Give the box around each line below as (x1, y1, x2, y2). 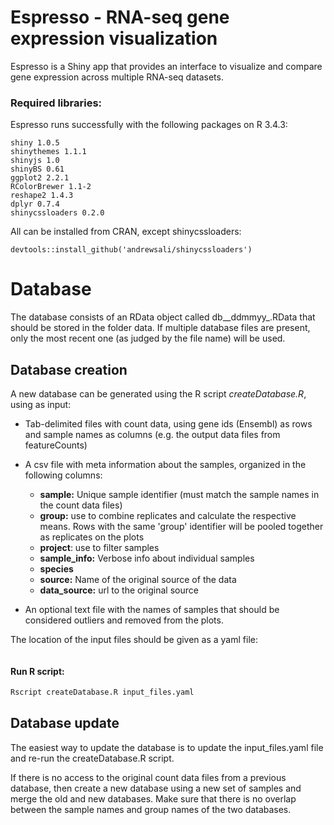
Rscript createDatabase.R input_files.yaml (10, 687, 195, 698)
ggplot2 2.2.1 (10, 173, 70, 183)
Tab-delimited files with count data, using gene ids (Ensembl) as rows (24, 417, 313, 430)
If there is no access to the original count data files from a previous (10, 771, 287, 783)
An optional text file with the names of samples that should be (24, 603, 280, 615)
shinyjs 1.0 (10, 156, 60, 166)
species (39, 562, 74, 575)
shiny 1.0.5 (10, 138, 60, 148)
